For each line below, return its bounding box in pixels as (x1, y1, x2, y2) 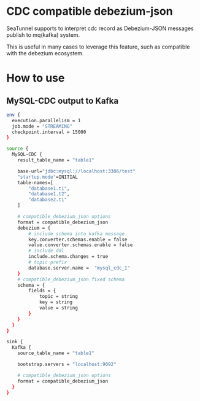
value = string (39, 305, 79, 311)
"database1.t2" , (28, 191, 70, 197)
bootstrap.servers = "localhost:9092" (17, 361, 117, 368)
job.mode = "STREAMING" (12, 123, 72, 130)
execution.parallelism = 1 (12, 117, 81, 123)
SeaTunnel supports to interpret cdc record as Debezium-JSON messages (6, 25, 194, 32)
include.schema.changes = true (28, 254, 109, 260)
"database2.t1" (28, 197, 67, 203)
